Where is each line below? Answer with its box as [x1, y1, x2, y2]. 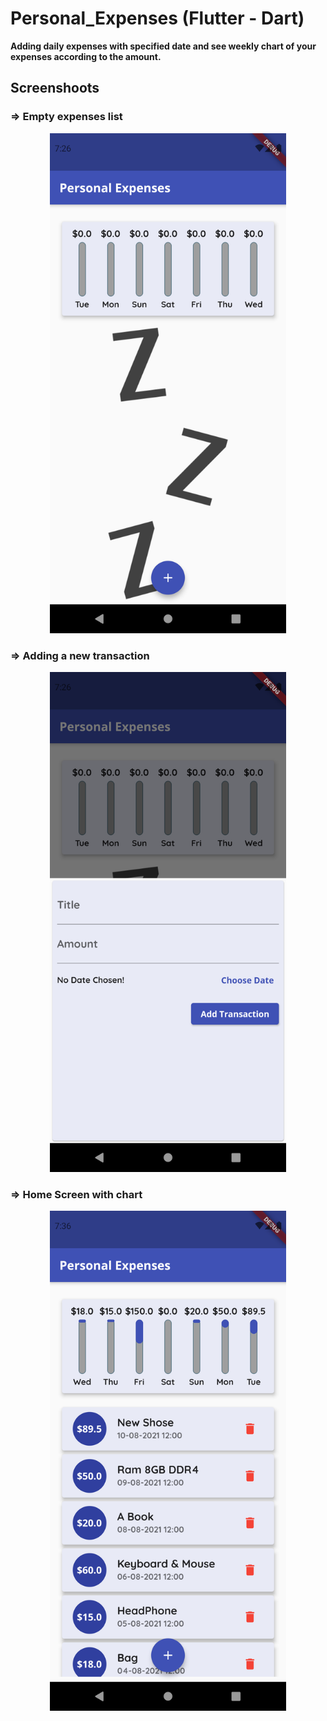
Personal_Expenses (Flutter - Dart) [10, 7, 305, 30]
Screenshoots [10, 80, 100, 97]
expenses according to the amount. [10, 50, 162, 62]
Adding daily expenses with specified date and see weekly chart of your [10, 40, 317, 52]
